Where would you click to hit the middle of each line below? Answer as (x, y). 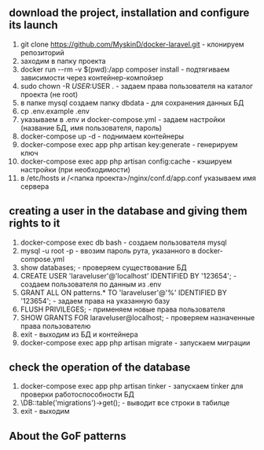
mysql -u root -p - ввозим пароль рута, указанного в (108, 250)
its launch (33, 26)
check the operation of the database (100, 368)
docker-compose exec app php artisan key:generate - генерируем (129, 144)
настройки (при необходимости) (75, 169)
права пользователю (55, 326)
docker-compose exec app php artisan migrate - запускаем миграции (135, 342)
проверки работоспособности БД (77, 395)
